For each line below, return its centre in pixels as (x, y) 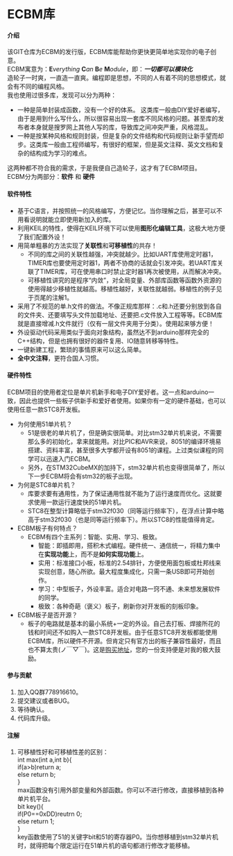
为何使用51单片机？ (45, 424)
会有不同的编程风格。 (37, 87)
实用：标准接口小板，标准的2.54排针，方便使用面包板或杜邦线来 (130, 563)
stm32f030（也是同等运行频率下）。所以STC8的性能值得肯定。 (129, 519)
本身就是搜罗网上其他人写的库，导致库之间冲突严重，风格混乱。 (121, 127)
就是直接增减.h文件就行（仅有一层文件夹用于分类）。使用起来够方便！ (116, 323)
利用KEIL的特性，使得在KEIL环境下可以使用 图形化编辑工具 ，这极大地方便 (121, 228)
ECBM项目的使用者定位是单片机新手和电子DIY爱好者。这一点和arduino (108, 392)
